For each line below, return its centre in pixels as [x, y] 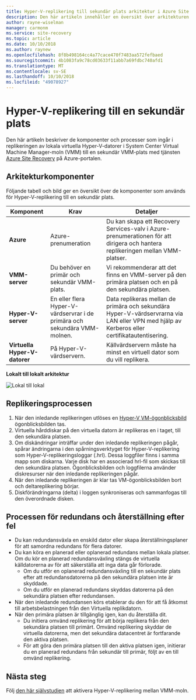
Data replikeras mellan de [141, 299]
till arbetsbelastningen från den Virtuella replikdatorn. [78, 608]
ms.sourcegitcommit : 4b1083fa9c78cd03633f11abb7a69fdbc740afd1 [85, 60]
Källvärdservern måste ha [141, 344]
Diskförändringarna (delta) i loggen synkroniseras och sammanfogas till [100, 492]
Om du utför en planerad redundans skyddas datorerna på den [98, 590]
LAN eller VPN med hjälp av [144, 320]
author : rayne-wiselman [35, 22]
